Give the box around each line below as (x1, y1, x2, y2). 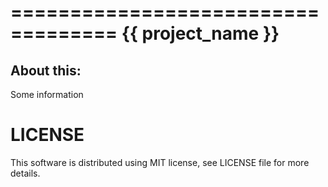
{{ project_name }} (121, 22, 280, 45)
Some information (10, 89, 84, 100)
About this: (10, 62, 82, 79)
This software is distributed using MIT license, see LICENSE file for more (10, 156, 310, 168)
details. (10, 167, 41, 179)
